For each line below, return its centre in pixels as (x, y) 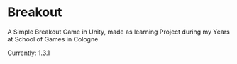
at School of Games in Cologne (53, 39)
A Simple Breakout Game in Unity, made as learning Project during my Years (119, 32)
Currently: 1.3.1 (29, 53)
